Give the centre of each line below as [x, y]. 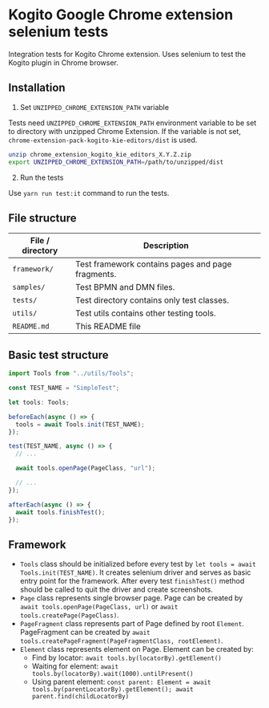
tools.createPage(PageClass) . [70, 615]
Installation [37, 88]
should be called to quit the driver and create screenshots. [116, 590]
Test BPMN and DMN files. [125, 287]
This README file [108, 327]
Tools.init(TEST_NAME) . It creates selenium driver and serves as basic [135, 572]
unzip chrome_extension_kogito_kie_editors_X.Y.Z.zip [100, 154]
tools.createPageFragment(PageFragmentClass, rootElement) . [121, 641]
